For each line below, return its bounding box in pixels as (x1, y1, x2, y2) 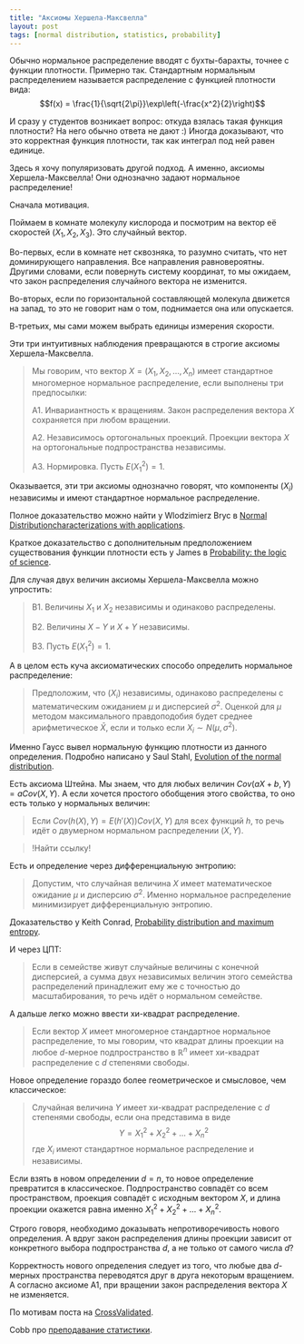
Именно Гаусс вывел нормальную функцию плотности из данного (9, 742, 268, 753)
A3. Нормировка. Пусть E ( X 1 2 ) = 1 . (31, 459, 165, 474)
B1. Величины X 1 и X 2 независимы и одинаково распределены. (31, 601, 277, 615)
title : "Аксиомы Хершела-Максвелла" (9, 13, 148, 23)
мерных (9, 1270, 41, 1281)
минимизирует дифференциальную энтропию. (31, 899, 213, 910)
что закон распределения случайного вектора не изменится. (9, 276, 248, 287)
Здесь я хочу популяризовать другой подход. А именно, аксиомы (9, 163, 265, 174)
